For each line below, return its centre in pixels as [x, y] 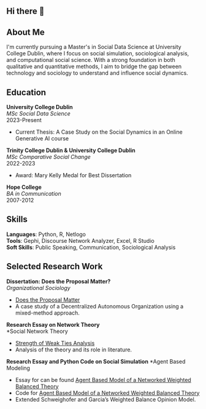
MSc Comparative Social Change [48, 157]
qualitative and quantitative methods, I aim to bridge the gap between [94, 67]
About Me [25, 32]
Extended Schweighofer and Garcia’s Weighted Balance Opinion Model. [105, 399]
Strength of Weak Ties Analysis [55, 343]
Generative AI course [42, 139]
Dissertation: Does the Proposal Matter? [59, 281]
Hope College [24, 187]
